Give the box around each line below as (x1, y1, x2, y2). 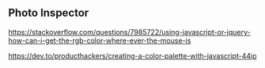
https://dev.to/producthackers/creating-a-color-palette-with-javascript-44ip (8, 51, 257, 60)
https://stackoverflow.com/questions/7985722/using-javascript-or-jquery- (8, 27, 251, 36)
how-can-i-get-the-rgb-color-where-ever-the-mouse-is (8, 36, 191, 45)
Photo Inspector (8, 6, 89, 20)
